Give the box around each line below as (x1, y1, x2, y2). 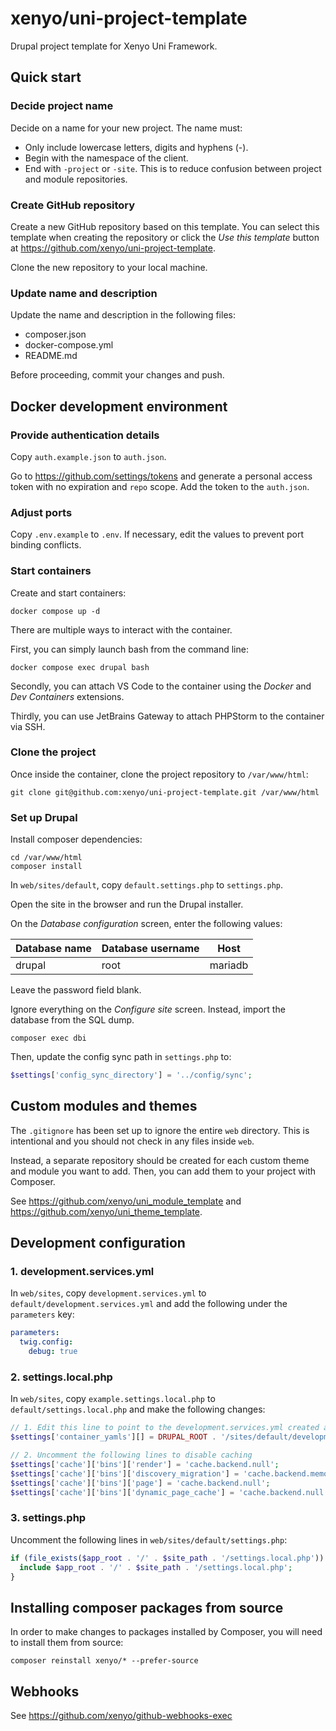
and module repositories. (24, 173, 128, 185)
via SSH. (10, 720, 46, 732)
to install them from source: (10, 1637, 124, 1649)
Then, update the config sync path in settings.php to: (10, 1051, 232, 1063)
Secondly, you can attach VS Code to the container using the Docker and (10, 680, 312, 692)
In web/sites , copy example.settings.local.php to (10, 1393, 216, 1405)
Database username (101, 942, 200, 956)
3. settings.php (10, 1511, 87, 1525)
